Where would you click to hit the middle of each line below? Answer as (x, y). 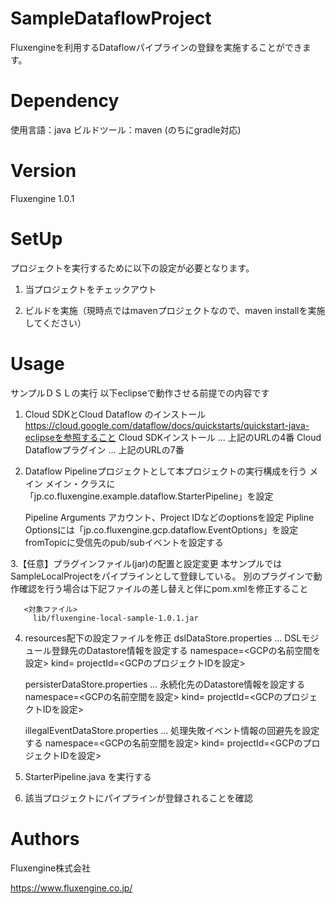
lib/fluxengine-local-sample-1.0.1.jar (115, 618)
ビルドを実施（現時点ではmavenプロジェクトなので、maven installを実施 (175, 310)
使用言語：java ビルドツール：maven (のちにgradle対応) (126, 129)
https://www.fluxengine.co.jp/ (71, 888)
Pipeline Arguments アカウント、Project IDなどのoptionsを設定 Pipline (169, 517)
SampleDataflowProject (111, 18)
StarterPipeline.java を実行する (88, 776)
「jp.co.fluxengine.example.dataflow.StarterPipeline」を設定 (149, 496)
